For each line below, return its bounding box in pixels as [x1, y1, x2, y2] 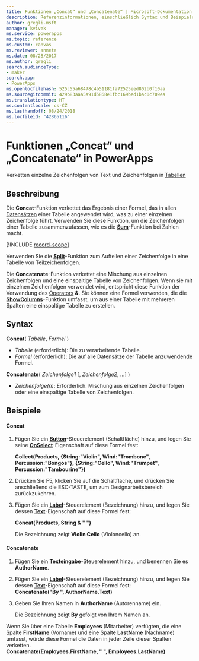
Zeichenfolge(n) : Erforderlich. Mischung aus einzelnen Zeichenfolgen [14, 382, 185, 389]
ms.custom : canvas [6, 42, 52, 48]
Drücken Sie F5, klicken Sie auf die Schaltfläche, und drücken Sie [14, 477, 175, 485]
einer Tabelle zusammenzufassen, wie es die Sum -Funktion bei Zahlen [6, 223, 179, 230]
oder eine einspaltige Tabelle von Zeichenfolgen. [14, 388, 134, 396]
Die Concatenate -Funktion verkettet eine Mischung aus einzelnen [6, 271, 168, 277]
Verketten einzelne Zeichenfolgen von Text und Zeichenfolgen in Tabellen [6, 172, 186, 179]
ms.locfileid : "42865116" [6, 113, 70, 119]
